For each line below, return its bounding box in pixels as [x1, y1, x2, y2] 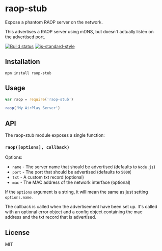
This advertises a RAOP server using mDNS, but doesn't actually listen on [5, 28, 154, 34]
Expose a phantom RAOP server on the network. [5, 19, 103, 25]
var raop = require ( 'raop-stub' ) [5, 97, 74, 102]
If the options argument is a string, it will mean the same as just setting [5, 189, 148, 195]
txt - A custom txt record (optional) [12, 175, 84, 180]
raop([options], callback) [5, 145, 70, 150]
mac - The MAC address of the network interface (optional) [12, 179, 131, 185]
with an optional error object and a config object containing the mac [5, 209, 143, 215]
